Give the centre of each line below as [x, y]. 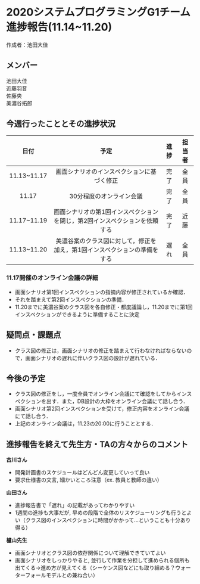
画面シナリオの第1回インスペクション [106, 212]
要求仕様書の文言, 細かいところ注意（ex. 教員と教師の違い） [88, 480]
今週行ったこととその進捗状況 [61, 124]
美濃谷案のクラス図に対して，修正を [106, 241]
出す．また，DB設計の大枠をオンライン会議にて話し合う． [117, 401]
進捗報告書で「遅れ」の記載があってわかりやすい [75, 505]
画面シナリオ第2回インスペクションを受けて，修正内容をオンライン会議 [102, 409]
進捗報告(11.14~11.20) [59, 27]
